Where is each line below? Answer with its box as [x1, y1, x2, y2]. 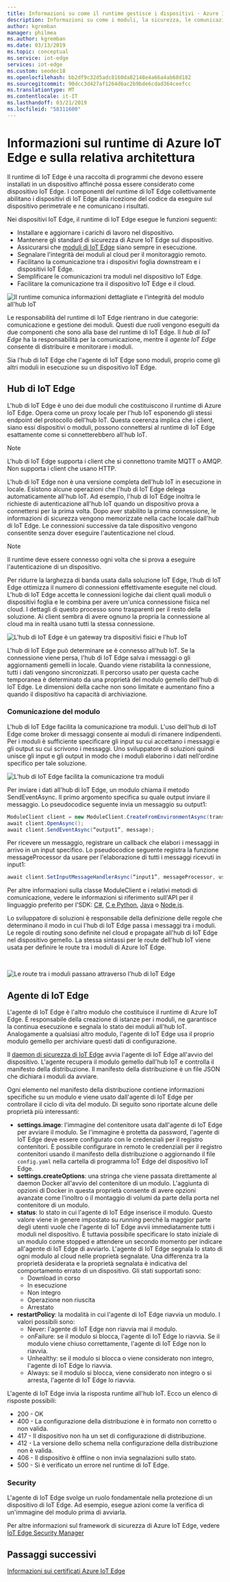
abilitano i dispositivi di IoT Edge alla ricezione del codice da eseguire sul [7, 194, 213, 202]
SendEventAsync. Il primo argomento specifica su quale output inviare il [7, 793, 210, 801]
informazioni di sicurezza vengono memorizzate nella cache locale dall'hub [7, 514, 220, 522]
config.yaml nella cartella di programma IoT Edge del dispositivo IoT [16, 1157, 209, 1165]
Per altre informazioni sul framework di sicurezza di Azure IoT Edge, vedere [7, 1522, 220, 1530]
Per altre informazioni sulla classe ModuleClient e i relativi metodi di [7, 886, 198, 894]
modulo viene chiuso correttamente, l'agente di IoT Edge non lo [27, 1340, 207, 1348]
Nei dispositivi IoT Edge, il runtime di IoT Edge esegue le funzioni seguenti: [7, 215, 218, 223]
